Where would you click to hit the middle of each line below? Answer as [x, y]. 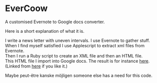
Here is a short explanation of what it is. [45, 31]
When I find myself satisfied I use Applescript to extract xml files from [75, 45]
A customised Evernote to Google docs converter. [55, 22]
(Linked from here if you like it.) [36, 66]
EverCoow [26, 8]
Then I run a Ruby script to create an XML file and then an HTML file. [74, 55]
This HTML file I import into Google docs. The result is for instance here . [77, 61]
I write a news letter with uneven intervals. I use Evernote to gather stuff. [78, 40]
